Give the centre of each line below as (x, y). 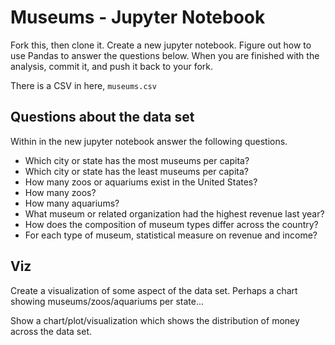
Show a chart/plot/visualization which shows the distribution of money (155, 320)
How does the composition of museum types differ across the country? (171, 224)
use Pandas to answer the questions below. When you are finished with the (165, 55)
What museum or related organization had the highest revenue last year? (174, 213)
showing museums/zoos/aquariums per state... (107, 301)
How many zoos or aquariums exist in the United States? (141, 182)
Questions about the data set (102, 117)
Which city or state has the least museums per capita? (136, 171)
